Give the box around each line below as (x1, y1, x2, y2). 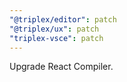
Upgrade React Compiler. (9, 61, 114, 73)
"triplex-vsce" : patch (9, 33, 104, 43)
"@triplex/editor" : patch (9, 14, 117, 25)
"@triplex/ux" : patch (9, 24, 100, 34)
